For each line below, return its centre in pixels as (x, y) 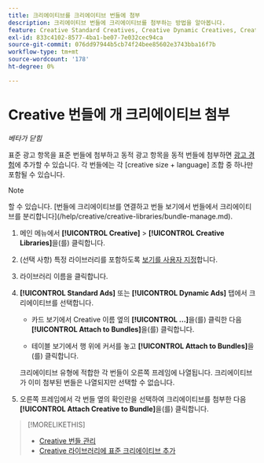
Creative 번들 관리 (68, 440)
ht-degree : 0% (31, 67)
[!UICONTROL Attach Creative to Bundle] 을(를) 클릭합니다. (114, 409)
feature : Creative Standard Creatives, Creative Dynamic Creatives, (123, 30)
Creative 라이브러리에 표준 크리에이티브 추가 (107, 450)
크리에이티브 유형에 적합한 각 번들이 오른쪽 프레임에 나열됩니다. (116, 372)
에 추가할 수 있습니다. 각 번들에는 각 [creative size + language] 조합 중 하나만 (134, 164)
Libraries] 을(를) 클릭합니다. (62, 243)
